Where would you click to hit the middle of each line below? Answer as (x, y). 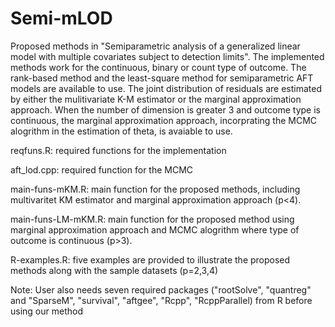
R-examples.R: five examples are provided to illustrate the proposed (150, 259)
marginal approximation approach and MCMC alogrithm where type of (155, 229)
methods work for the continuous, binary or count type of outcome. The (158, 67)
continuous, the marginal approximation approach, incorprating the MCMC (164, 120)
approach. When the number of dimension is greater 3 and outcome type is (165, 109)
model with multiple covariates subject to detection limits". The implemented (167, 56)
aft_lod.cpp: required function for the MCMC (102, 169)
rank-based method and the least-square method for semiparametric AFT (162, 78)
